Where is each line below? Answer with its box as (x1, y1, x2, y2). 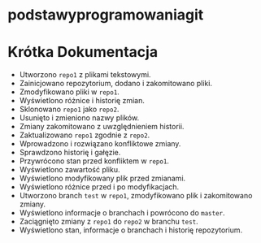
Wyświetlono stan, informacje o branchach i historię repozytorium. (19, 225, 243, 235)
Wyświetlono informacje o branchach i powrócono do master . (19, 208, 225, 218)
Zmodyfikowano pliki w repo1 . (19, 87, 120, 97)
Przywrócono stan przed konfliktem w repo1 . (19, 156, 170, 166)
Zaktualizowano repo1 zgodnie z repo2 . (19, 130, 150, 140)
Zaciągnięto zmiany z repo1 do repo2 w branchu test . (19, 217, 198, 227)
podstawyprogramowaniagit (7, 6, 204, 24)
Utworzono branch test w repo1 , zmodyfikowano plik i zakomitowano (19, 191, 253, 201)
